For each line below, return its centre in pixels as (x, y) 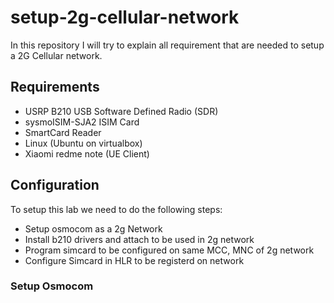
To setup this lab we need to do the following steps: (116, 209)
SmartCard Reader (63, 132)
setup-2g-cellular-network (125, 17)
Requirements (55, 87)
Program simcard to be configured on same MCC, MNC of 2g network (169, 250)
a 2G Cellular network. (56, 55)
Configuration (55, 185)
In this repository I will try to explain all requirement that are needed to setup (167, 45)
